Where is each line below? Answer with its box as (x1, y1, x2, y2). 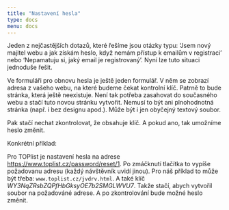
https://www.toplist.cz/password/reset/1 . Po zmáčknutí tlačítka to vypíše (7, 160, 211, 168)
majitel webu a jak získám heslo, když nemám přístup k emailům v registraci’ (7, 49, 222, 57)
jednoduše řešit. (7, 63, 53, 72)
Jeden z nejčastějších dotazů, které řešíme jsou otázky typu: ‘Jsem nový (7, 42, 211, 50)
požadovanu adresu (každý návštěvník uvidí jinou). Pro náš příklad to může (7, 167, 219, 175)
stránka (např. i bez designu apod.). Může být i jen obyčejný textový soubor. (7, 105, 221, 114)
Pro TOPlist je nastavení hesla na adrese (7, 153, 121, 161)
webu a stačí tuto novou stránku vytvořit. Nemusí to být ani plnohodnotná (7, 99, 214, 107)
